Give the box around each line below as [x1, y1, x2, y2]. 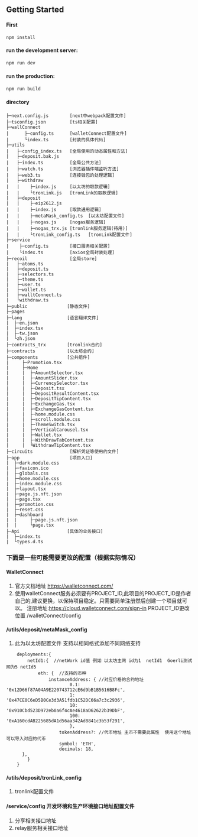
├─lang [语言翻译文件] [6, 314, 99, 321]
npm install [6, 34, 35, 40]
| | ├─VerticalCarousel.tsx [6, 427, 89, 433]
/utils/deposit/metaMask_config [6, 626, 87, 633]
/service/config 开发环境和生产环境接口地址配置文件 [6, 803, 135, 810]
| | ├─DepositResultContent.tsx [6, 390, 99, 397]
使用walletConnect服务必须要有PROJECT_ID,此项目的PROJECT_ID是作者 [14, 590, 191, 597]
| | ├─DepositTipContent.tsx [6, 395, 92, 401]
